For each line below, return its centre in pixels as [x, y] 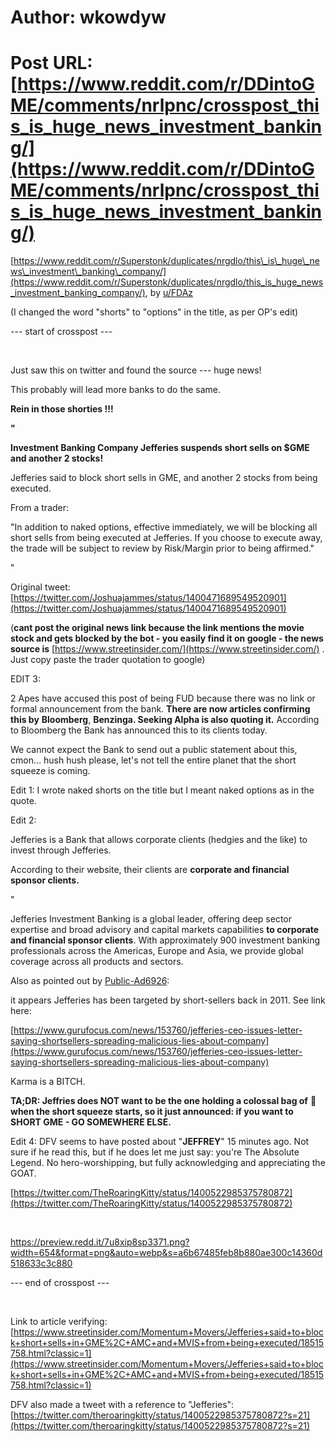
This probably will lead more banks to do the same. [116, 390]
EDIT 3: [25, 679]
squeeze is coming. [50, 771]
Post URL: [51, 63]
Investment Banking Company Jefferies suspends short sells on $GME [160, 448]
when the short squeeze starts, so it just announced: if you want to [152, 1112]
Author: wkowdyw [88, 17]
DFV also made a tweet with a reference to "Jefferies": [122, 1405]
